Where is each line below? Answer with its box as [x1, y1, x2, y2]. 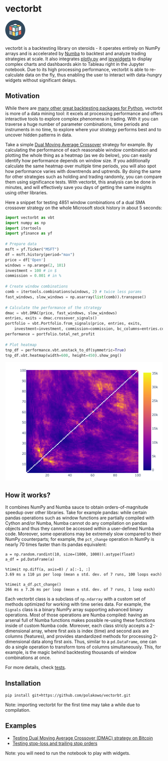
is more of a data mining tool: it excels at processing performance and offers [5, 110, 163, 116]
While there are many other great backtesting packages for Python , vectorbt [5, 105, 162, 111]
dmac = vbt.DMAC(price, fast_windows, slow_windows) [5, 310, 117, 316]
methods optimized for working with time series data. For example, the [5, 601, 151, 607]
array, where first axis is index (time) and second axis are [31, 628, 149, 634]
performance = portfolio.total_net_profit [5, 332, 95, 337]
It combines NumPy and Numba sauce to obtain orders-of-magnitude [5, 504, 148, 510]
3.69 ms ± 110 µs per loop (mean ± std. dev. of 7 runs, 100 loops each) [5, 572, 162, 577]
